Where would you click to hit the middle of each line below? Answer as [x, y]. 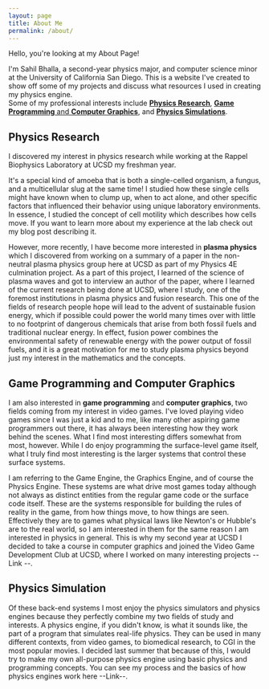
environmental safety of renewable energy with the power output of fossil [130, 341]
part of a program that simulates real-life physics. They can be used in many [134, 633]
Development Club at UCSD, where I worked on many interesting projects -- [134, 554]
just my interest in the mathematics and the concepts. [97, 358]
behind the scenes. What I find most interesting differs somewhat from [125, 437]
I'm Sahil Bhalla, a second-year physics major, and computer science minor [133, 69]
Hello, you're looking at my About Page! [74, 54]
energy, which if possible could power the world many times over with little [132, 316]
